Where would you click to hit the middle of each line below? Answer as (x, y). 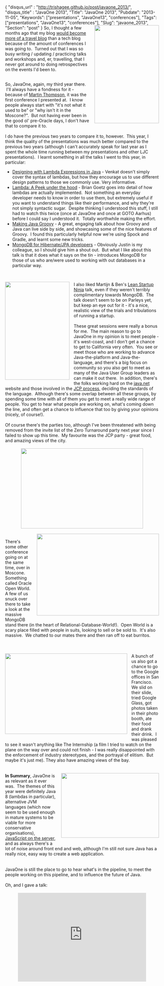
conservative (18, 828)
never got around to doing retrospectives (46, 64)
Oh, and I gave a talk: (26, 885)
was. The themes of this (30, 786)
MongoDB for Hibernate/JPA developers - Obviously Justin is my (77, 245)
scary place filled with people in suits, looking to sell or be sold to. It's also (80, 630)
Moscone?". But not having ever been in (46, 115)
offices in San (145, 677)
